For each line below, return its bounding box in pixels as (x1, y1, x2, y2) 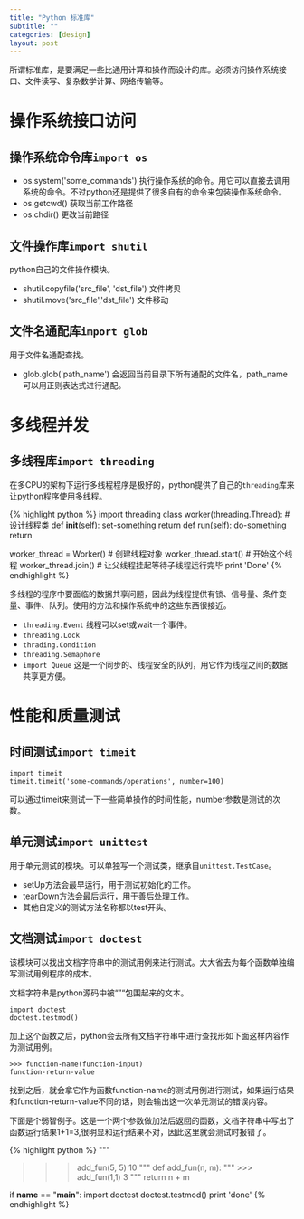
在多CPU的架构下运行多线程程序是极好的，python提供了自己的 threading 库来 (9, 479, 295, 490)
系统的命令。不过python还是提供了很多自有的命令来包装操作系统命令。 (22, 186, 287, 197)
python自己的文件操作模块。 (9, 264, 115, 275)
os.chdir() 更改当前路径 (22, 209, 109, 220)
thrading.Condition (22, 640, 97, 650)
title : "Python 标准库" (9, 13, 95, 23)
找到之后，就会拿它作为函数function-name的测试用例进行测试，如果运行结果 (9, 1084, 295, 1095)
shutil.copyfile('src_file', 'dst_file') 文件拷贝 (22, 283, 182, 294)
